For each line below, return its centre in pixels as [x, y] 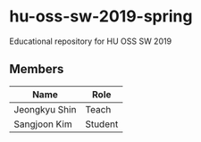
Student [101, 124]
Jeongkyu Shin [45, 109]
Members [37, 69]
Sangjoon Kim [43, 124]
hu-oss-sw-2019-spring [101, 17]
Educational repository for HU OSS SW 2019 [91, 41]
